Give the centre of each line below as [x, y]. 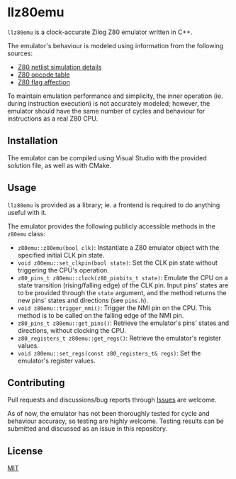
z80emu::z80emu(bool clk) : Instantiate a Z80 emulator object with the [118, 247]
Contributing [36, 383]
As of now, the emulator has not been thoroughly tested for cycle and [109, 414]
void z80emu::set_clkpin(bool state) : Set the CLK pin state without [118, 263]
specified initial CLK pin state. [61, 255]
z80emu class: [26, 233]
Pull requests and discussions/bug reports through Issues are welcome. [112, 400]
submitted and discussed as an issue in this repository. [88, 429]
